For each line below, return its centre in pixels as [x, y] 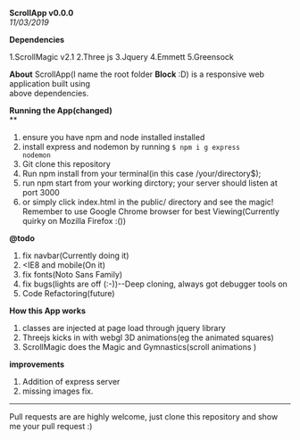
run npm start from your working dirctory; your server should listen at [150, 183]
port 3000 [41, 192]
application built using [50, 83]
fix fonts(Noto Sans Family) [72, 274]
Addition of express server [71, 382]
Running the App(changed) [61, 110]
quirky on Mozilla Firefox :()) [74, 221]
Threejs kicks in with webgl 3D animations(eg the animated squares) [148, 337]
